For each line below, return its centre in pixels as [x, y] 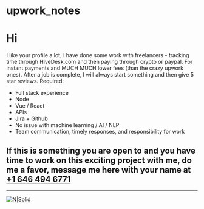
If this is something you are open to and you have [101, 150]
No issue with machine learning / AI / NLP [67, 125]
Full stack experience [42, 93]
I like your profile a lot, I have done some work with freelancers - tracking [98, 55]
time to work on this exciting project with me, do [99, 160]
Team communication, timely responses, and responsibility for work [100, 132]
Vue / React [30, 106]
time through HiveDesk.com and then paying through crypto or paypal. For [100, 62]
